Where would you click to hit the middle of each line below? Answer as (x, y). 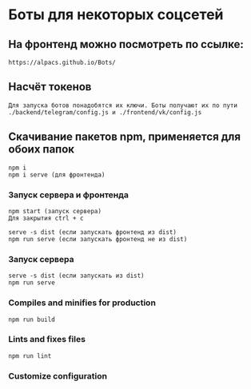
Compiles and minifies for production (82, 303)
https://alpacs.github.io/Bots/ (62, 62)
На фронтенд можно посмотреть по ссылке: (126, 44)
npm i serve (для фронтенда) (57, 175)
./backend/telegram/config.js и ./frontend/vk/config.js (105, 112)
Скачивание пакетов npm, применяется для (125, 137)
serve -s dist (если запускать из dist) (77, 276)
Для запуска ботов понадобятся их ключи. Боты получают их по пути (123, 105)
